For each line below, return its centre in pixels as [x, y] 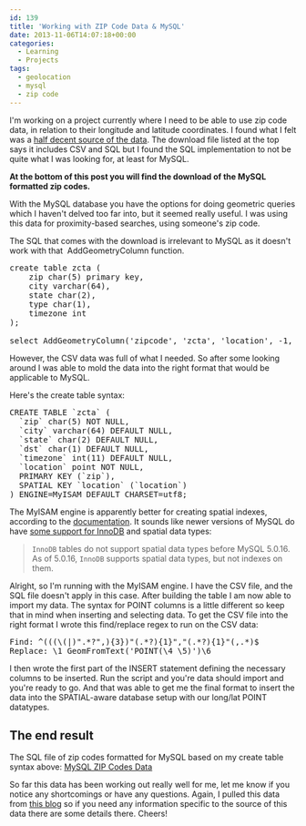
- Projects [38, 60]
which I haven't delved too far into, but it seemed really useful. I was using [149, 213]
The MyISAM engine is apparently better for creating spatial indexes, [138, 512]
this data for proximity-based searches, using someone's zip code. [135, 223]
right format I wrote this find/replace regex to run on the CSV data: [134, 624]
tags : [20, 69]
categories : [32, 43]
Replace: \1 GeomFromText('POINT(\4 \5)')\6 [111, 651]
